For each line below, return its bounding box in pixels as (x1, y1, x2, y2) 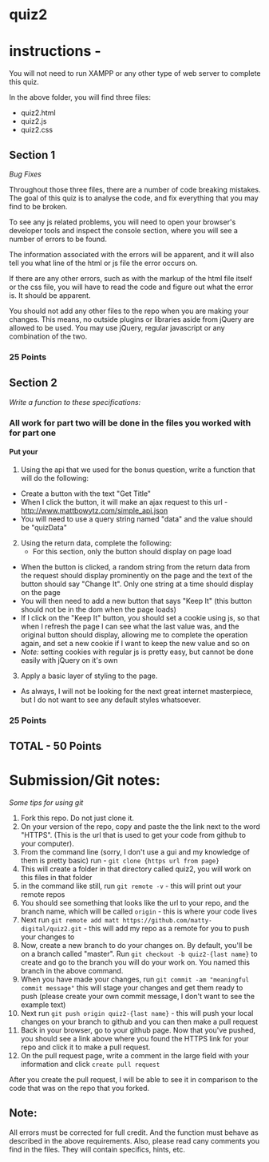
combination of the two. (9, 331, 88, 341)
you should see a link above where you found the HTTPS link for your (20, 1034, 249, 1044)
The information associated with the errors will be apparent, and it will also (9, 249, 255, 259)
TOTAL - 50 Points (9, 740, 102, 753)
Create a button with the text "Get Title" (20, 489, 151, 498)
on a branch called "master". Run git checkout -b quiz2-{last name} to (20, 949, 258, 959)
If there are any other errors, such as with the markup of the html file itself (9, 273, 252, 283)
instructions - (9, 42, 102, 61)
